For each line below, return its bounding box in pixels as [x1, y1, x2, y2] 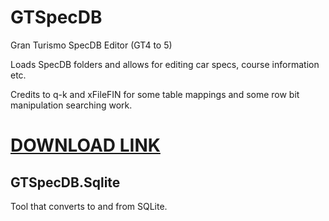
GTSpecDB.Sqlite [10, 174, 121, 191]
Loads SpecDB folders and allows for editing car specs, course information [10, 58, 320, 70]
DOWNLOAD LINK [10, 134, 161, 157]
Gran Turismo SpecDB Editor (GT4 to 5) [10, 39, 173, 51]
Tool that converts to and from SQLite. [10, 200, 168, 212]
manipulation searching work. [10, 99, 133, 111]
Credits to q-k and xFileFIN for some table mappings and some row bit [10, 88, 300, 100]
